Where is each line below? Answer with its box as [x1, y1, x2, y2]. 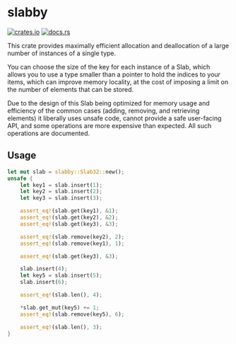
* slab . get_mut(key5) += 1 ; [20, 304, 100, 311]
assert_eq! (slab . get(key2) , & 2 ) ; [20, 214, 119, 221]
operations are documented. [7, 129, 90, 137]
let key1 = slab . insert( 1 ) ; [20, 181, 102, 188]
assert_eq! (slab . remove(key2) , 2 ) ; [20, 233, 125, 241]
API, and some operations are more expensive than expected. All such [7, 121, 212, 130]
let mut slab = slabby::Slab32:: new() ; [7, 168, 125, 176]
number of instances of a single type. [7, 49, 117, 57]
